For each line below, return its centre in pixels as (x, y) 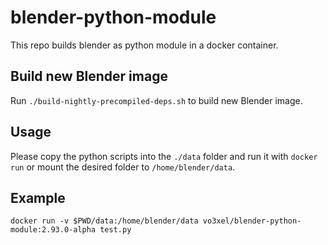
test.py (115, 230)
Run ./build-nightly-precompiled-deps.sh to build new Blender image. (156, 100)
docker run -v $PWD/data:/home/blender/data (104, 221)
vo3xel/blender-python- (252, 221)
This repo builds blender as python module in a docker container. (144, 45)
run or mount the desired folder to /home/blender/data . (123, 167)
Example (38, 197)
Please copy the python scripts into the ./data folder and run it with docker (164, 156)
